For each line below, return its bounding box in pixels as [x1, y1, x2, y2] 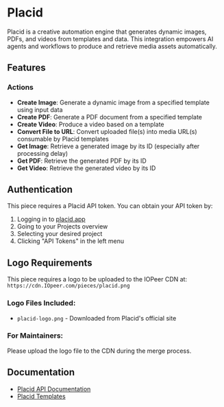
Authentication [7, 184, 73, 196]
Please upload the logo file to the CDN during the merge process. [7, 347, 192, 355]
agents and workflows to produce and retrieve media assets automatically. [7, 42, 218, 50]
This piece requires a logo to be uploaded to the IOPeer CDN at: [7, 275, 187, 283]
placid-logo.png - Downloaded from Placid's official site [16, 314, 177, 322]
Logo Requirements [7, 257, 92, 268]
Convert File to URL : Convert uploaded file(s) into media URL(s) [16, 127, 197, 135]
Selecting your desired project [16, 230, 103, 238]
